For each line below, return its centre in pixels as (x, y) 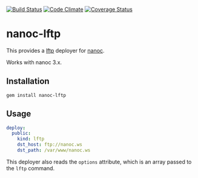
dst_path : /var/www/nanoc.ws (54, 150)
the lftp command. (31, 168)
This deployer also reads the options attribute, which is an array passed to (99, 162)
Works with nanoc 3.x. (34, 62)
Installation (28, 81)
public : (21, 133)
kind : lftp (31, 139)
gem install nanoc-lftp (36, 95)
